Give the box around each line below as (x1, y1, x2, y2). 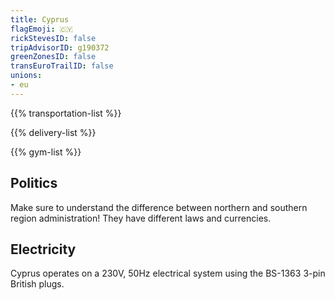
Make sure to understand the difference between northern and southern (10, 201, 308, 213)
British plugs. (10, 278, 65, 290)
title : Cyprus (10, 14, 70, 25)
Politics (10, 175, 58, 192)
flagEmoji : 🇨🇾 (10, 24, 73, 34)
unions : (10, 71, 43, 81)
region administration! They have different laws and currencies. (10, 212, 272, 224)
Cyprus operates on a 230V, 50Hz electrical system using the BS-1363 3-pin (10, 267, 326, 280)
